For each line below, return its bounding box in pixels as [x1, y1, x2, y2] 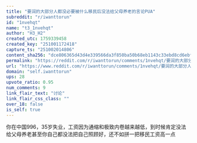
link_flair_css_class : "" [6, 96, 69, 101]
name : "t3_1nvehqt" [6, 25, 54, 31]
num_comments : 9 [6, 85, 46, 91]
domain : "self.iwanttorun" [6, 69, 72, 74]
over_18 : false [6, 101, 43, 107]
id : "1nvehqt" [6, 19, 41, 25]
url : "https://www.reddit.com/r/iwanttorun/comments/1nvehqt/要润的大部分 [6, 63, 188, 69]
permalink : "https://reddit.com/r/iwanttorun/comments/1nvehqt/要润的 [6, 57, 180, 63]
